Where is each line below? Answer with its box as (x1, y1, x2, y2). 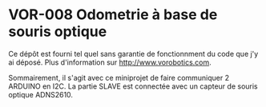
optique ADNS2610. (8, 89, 74, 99)
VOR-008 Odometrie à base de (8, 6, 218, 24)
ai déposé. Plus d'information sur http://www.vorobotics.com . (8, 57, 212, 67)
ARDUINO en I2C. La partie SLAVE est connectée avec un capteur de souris (8, 81, 258, 91)
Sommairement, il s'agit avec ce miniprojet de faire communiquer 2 (8, 73, 230, 82)
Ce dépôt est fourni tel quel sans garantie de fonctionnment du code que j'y (8, 49, 259, 58)
